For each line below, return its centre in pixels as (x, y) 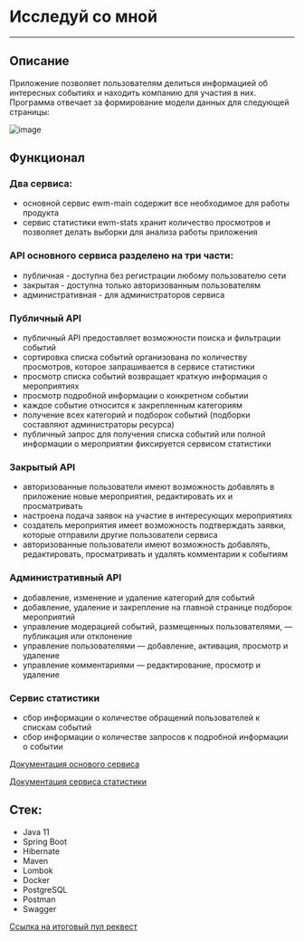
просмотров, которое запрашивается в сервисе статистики (138, 367)
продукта (41, 213)
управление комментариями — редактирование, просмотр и (141, 665)
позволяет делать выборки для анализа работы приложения (140, 232)
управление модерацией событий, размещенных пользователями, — (157, 626)
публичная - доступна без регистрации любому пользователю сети (154, 275)
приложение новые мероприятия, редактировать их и (128, 496)
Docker (36, 879)
